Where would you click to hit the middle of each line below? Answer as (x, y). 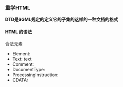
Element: (21, 53)
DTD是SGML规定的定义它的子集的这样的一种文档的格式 (61, 20)
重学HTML (18, 7)
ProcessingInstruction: (35, 75)
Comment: (23, 64)
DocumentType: (29, 69)
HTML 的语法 (19, 32)
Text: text (22, 59)
